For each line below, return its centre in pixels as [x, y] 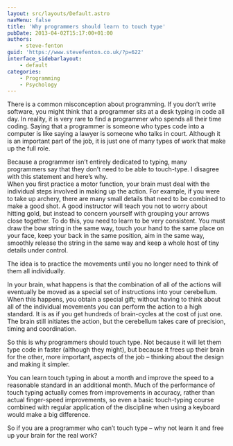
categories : [24, 71]
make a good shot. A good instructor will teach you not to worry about [107, 206]
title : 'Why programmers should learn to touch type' [87, 26]
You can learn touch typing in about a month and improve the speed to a [111, 378]
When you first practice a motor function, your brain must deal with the [109, 184]
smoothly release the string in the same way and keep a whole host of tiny [113, 243]
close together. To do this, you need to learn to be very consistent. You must [116, 221]
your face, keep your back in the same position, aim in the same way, [106, 236]
